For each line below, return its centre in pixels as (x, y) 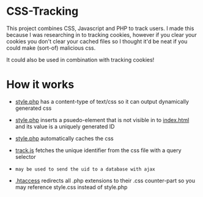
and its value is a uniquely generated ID (65, 126)
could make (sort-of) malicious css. (51, 48)
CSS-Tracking (42, 11)
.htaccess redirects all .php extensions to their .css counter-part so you (105, 180)
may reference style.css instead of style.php (71, 187)
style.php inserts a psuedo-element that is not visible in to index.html (102, 120)
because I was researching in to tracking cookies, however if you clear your (102, 34)
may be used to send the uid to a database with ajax (85, 169)
